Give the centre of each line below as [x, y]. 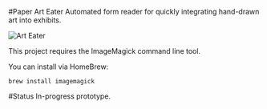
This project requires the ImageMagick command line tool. [105, 51]
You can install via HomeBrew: [59, 67]
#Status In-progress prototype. [59, 96]
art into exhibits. [35, 20]
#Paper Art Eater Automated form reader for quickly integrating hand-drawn [134, 12]
